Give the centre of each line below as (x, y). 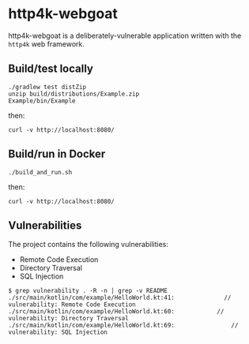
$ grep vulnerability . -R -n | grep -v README (88, 291)
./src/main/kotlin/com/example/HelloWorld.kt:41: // (120, 298)
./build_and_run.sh (40, 172)
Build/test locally (51, 69)
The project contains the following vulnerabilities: (88, 245)
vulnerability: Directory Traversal (68, 319)
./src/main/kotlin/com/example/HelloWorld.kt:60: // (116, 312)
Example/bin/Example (42, 101)
